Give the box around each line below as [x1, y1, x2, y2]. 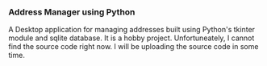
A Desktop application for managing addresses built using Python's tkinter [8, 25, 256, 35]
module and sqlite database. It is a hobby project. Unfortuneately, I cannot [8, 33, 255, 43]
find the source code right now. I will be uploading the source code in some [8, 42, 259, 52]
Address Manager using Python [8, 6, 136, 18]
